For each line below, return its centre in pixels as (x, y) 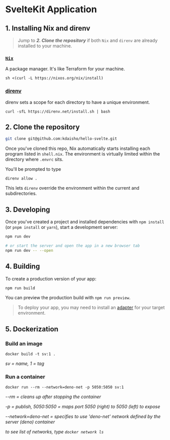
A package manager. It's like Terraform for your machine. (65, 69)
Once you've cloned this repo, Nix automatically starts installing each (78, 148)
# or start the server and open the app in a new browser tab (73, 246)
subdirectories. (21, 193)
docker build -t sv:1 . (31, 354)
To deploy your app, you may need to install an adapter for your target (91, 307)
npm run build (20, 288)
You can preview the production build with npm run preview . (68, 298)
